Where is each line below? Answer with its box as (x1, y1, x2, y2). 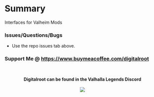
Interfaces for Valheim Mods (4, 19, 63, 25)
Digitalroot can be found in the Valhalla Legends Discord (23, 76, 142, 82)
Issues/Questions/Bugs (4, 32, 63, 39)
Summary (4, 3, 45, 14)
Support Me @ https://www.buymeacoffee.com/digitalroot (4, 55, 149, 62)
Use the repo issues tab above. (11, 43, 76, 49)
